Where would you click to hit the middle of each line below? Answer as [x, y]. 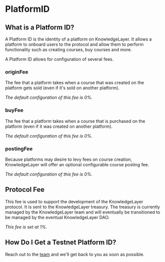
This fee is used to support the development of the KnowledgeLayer [74, 201]
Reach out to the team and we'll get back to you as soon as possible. [75, 254]
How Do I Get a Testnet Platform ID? [61, 243]
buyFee [14, 111]
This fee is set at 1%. [26, 227]
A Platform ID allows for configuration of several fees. [59, 59]
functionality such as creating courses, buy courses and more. [68, 50]
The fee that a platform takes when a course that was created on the [75, 83]
